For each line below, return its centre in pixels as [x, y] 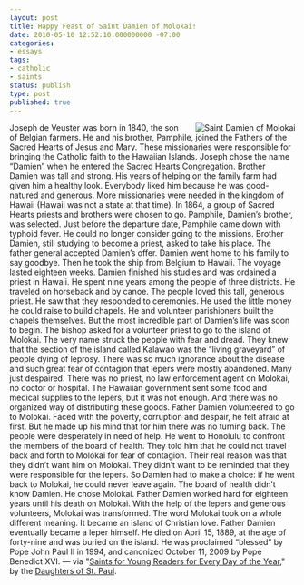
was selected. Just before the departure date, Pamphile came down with [145, 224]
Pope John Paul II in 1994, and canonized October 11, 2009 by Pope [136, 552]
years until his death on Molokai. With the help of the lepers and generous [147, 503]
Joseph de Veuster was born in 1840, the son [94, 128]
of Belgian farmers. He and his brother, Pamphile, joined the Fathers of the [148, 138]
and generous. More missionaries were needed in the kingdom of [162, 195]
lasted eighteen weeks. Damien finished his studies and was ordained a [143, 272]
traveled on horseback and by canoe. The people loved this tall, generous [147, 292]
